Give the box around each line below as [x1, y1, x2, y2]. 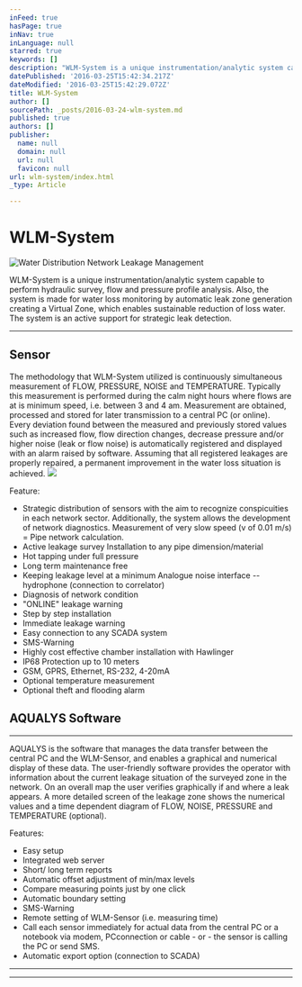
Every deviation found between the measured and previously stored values [9, 419, 288, 430]
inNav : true [9, 30, 54, 39]
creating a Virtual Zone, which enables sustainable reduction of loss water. [9, 303, 286, 314]
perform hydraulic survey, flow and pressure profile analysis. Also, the [9, 285, 270, 295]
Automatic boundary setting [22, 892, 126, 903]
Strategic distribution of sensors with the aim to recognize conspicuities [22, 503, 289, 513]
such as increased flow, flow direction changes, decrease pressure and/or [9, 429, 285, 439]
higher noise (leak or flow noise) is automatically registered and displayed [9, 438, 283, 448]
